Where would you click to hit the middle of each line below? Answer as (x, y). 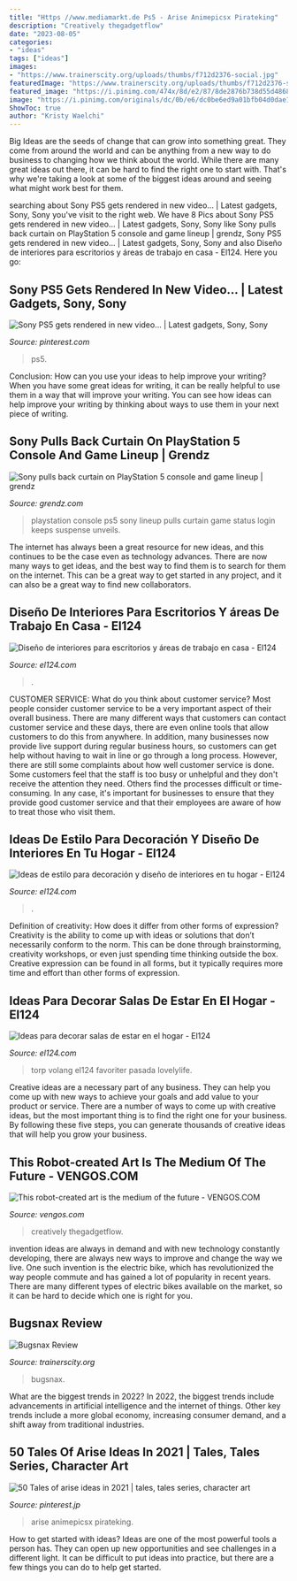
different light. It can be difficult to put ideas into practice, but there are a (141, 1557)
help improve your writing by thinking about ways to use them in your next (144, 404)
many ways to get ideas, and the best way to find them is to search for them (148, 565)
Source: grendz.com (46, 503)
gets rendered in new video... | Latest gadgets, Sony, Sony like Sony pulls (143, 224)
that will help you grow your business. (78, 1134)
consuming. (30, 793)
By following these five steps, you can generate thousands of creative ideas (147, 1125)
